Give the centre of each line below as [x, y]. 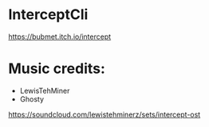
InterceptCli [48, 15]
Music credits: [57, 69]
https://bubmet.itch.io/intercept [60, 37]
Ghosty [32, 99]
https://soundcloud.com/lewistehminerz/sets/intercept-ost [104, 114]
